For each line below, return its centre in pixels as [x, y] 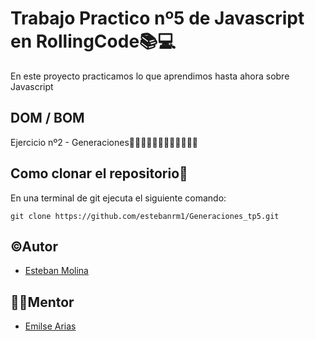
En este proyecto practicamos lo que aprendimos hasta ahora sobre [150, 76]
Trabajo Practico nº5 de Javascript [157, 18]
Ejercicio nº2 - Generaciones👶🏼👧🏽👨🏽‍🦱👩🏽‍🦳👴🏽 [104, 142]
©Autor [34, 246]
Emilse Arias [50, 326]
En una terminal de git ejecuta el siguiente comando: [118, 198]
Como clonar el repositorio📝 [99, 173]
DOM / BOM [47, 118]
